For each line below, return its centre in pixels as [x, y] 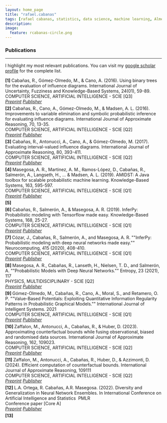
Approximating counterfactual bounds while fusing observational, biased [80, 332]
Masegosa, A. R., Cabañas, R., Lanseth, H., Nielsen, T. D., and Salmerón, [86, 266]
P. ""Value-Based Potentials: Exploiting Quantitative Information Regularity [81, 299]
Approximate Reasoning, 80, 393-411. [43, 152]
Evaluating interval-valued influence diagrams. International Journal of [77, 147]
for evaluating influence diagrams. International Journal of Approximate [78, 119]
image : [12, 28]
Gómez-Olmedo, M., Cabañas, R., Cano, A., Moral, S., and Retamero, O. [85, 293]
